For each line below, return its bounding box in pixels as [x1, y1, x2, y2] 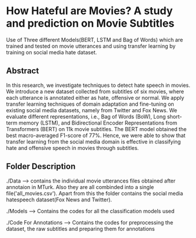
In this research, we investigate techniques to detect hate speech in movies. [6, 81, 190, 89]
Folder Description [6, 161, 76, 172]
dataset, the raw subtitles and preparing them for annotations [6, 225, 155, 232]
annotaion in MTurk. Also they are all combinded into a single [6, 183, 154, 190]
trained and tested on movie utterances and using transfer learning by [6, 43, 176, 50]
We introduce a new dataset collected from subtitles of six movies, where [6, 87, 184, 95]
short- [167, 113, 182, 120]
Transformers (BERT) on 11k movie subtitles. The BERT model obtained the [6, 125, 187, 132]
